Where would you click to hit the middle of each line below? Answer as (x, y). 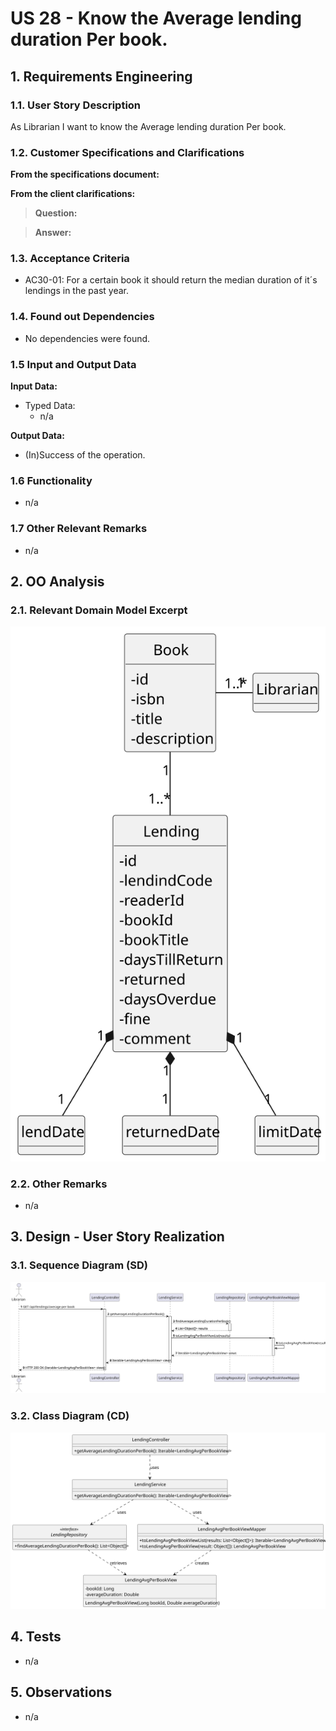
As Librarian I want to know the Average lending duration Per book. (148, 126)
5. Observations (61, 1692)
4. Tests (36, 1637)
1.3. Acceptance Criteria (70, 259)
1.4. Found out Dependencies (82, 317)
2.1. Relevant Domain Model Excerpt (99, 610)
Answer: (53, 233)
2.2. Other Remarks (59, 1184)
